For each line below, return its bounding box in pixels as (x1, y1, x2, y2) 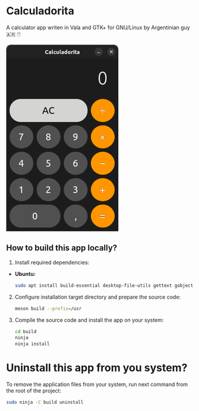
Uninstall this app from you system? (6, 361, 188, 375)
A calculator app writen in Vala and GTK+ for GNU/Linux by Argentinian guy (6, 24, 190, 31)
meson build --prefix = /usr (14, 305, 82, 312)
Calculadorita (6, 4, 74, 18)
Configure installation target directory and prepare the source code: (14, 293, 181, 300)
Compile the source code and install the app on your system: (14, 316, 164, 324)
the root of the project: (6, 387, 61, 394)
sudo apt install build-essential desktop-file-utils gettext (14, 283, 172, 288)
